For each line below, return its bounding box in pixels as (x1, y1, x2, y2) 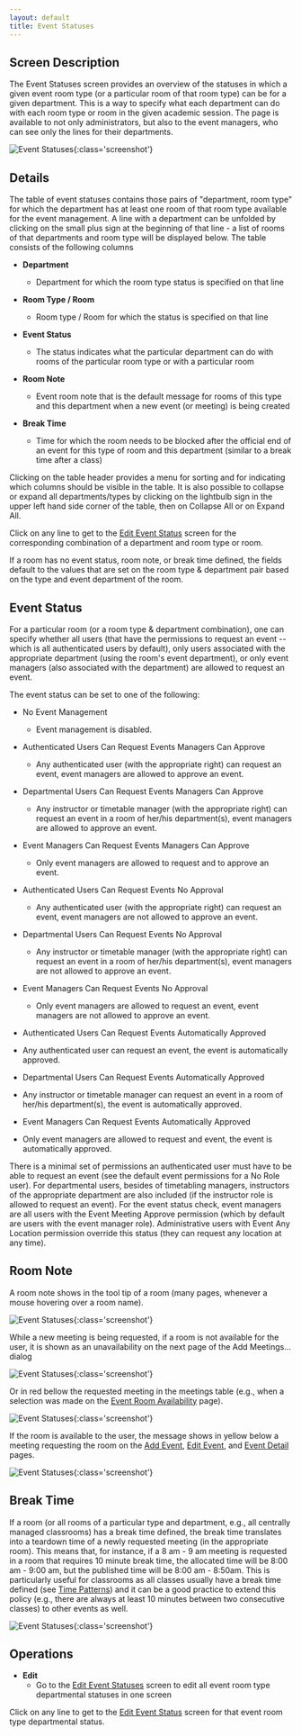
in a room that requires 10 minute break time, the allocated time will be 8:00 (9, 1555, 288, 1566)
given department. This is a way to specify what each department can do (9, 98, 280, 109)
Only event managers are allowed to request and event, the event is (22, 1134, 272, 1144)
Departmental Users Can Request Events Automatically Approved (22, 1071, 265, 1082)
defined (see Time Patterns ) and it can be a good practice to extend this (9, 1584, 277, 1595)
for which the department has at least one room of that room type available (9, 203, 288, 214)
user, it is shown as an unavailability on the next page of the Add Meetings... (9, 1341, 292, 1352)
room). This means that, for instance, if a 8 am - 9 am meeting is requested (9, 1545, 288, 1556)
